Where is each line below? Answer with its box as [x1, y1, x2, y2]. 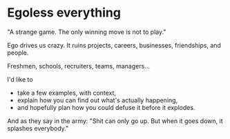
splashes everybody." [7, 124, 69, 132]
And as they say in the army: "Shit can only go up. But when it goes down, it [7, 116, 223, 125]
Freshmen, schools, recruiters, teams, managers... [7, 62, 150, 70]
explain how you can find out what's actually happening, [17, 95, 178, 104]
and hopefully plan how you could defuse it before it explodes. [17, 103, 195, 111]
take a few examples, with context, [17, 89, 116, 97]
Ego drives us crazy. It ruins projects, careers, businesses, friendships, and [7, 41, 221, 49]
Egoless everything [7, 5, 121, 21]
